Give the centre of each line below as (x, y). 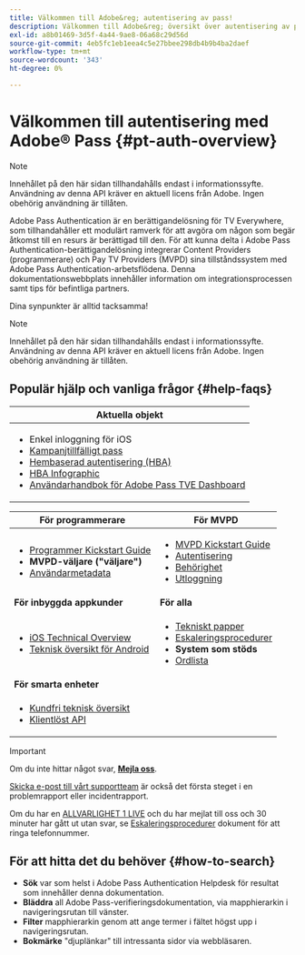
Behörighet (199, 567)
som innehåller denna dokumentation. (93, 893)
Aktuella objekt (129, 415)
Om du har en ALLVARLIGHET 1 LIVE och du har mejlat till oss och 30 (138, 813)
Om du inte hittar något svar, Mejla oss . (83, 769)
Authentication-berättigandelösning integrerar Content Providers (130, 249)
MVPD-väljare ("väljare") (86, 561)
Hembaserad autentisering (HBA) (100, 462)
